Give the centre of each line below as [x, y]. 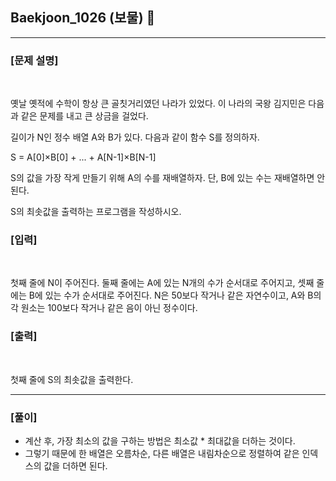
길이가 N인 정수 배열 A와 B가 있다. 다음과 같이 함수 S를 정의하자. [135, 137]
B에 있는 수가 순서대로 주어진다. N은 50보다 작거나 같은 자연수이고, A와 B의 [175, 295]
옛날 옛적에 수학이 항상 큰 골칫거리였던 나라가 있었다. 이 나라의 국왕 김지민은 [158, 104]
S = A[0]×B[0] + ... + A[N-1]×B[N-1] [83, 157]
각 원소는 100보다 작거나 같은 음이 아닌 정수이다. [104, 308]
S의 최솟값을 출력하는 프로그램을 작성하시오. [96, 212]
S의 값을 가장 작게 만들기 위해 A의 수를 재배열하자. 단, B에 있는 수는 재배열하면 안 [168, 178]
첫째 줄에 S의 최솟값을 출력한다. [72, 379]
